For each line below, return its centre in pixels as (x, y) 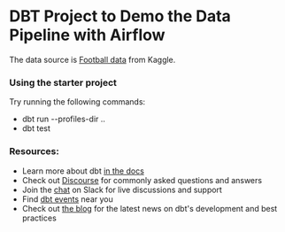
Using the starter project (63, 82)
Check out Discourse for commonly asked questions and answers (142, 180)
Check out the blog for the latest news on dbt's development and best (150, 208)
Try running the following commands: (77, 102)
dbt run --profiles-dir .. (64, 119)
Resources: (34, 151)
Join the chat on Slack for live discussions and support (122, 189)
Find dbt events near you (67, 199)
